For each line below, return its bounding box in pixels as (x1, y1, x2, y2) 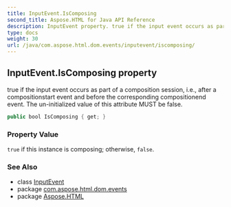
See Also (7, 162, 38, 171)
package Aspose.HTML (16, 193, 85, 201)
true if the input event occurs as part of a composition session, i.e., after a (7, 85, 217, 93)
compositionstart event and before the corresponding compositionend (7, 93, 206, 101)
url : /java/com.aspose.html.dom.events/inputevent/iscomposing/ (7, 42, 195, 49)
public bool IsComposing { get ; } (7, 113, 107, 120)
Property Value (7, 130, 59, 139)
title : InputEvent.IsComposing (7, 10, 97, 17)
